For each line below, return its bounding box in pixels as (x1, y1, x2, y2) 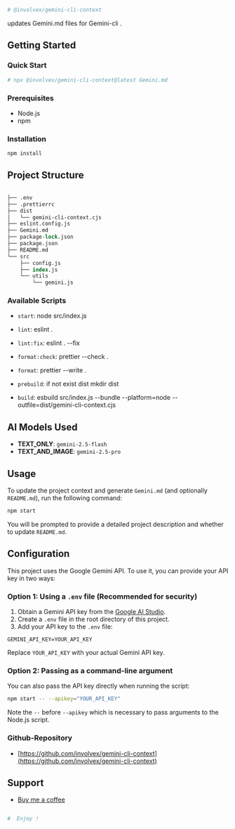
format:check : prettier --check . (17, 353, 109, 361)
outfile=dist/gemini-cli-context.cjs (17, 400, 116, 410)
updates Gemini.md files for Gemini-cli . (7, 19, 122, 27)
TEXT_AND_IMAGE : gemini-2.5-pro (17, 448, 121, 456)
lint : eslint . (17, 325, 53, 334)
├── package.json (7, 240, 58, 247)
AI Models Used (7, 421, 79, 433)
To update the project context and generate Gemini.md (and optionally (7, 486, 208, 495)
